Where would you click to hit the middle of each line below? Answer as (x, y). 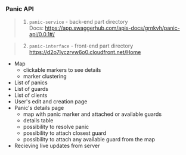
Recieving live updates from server (57, 146)
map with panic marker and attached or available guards (92, 114)
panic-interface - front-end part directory (81, 46)
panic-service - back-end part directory (78, 22)
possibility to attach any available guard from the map (89, 140)
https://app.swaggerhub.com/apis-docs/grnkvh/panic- (112, 28)
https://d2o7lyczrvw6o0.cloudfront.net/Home (85, 52)
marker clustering (45, 77)
